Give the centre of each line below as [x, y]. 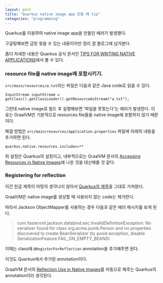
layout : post [18, 10]
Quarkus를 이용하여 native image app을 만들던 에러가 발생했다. [66, 33]
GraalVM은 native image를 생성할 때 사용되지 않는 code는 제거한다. [70, 197]
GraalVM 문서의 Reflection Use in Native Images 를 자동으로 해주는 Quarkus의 [81, 269]
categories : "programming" [32, 19]
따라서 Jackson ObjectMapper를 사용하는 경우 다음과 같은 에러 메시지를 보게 [78, 207]
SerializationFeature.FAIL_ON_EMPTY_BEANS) [63, 238]
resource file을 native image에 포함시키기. [54, 74]
